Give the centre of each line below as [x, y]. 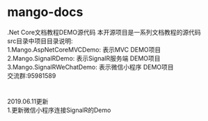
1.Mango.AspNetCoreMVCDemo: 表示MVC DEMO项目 [84, 49]
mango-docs [45, 12]
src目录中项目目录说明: [40, 41]
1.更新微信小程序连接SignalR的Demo [59, 110]
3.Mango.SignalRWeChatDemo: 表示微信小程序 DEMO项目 [90, 67]
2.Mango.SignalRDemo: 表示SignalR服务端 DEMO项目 [84, 58]
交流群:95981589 [32, 75]
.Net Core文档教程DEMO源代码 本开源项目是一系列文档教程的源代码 [104, 32]
